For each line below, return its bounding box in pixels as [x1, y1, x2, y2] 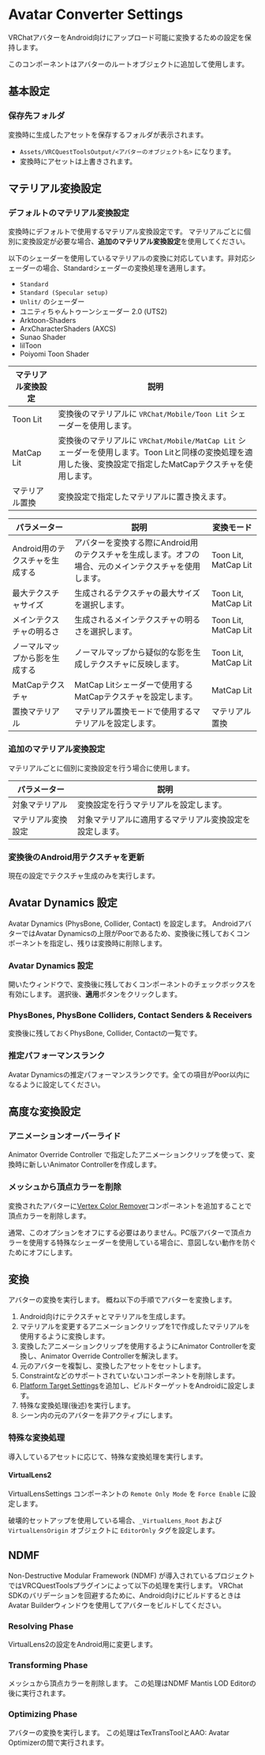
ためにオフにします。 [8, 1247, 77, 1257]
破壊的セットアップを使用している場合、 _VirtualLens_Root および [8, 1515, 222, 1525]
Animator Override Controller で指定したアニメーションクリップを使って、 [8, 1150, 248, 1159]
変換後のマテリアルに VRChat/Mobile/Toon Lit [58, 408, 229, 419]
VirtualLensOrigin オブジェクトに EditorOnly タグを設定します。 [8, 1525, 219, 1535]
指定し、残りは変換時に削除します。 [49, 938, 167, 948]
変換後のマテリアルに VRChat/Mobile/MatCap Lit [58, 435, 237, 446]
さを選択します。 [74, 626, 137, 637]
